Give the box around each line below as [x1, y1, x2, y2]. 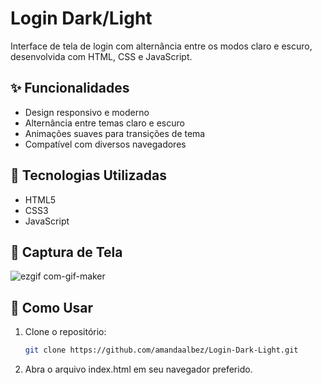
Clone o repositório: [24, 326, 107, 338]
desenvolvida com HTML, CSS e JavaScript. [10, 50, 193, 62]
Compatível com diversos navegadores [24, 138, 187, 150]
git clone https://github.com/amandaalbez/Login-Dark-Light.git [24, 345, 299, 356]
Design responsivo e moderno [24, 106, 150, 118]
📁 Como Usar [10, 299, 94, 316]
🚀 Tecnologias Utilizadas [10, 167, 167, 184]
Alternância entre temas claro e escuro [24, 117, 185, 129]
